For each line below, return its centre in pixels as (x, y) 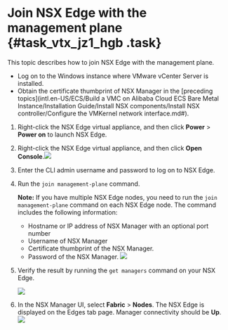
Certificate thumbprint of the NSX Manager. (91, 248)
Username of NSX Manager (68, 241)
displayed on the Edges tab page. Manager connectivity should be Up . (119, 312)
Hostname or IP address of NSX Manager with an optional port (118, 226)
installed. (31, 83)
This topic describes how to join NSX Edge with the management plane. (111, 62)
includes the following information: (67, 212)
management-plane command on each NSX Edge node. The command (116, 205)
